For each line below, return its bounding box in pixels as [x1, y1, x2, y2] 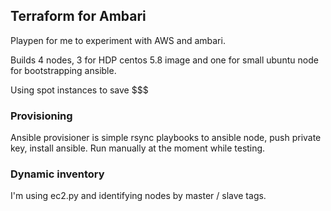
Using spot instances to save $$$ [10, 84, 149, 96]
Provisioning [10, 109, 73, 123]
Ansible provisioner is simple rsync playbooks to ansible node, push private [10, 132, 322, 144]
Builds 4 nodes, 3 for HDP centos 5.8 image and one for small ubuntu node [10, 54, 319, 66]
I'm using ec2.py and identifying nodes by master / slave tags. [10, 190, 267, 202]
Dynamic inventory [10, 167, 105, 181]
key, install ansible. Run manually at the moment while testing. [10, 142, 266, 154]
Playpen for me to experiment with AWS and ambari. [10, 34, 226, 46]
